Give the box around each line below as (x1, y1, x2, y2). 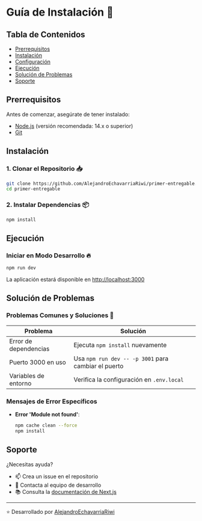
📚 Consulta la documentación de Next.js (14, 488, 117, 495)
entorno (9, 379, 32, 387)
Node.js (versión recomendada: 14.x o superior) (14, 122, 133, 129)
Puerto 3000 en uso (9, 358, 66, 366)
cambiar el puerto (73, 362, 124, 370)
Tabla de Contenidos (6, 29, 85, 40)
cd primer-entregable (6, 186, 61, 192)
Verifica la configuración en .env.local (73, 375, 184, 384)
